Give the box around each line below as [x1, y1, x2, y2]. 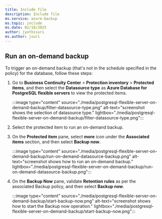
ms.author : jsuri [5, 34, 40, 39]
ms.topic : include [5, 20, 42, 26]
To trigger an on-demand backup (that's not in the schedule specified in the [5, 65, 157, 71]
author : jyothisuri [5, 30, 45, 34]
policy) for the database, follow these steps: [5, 70, 93, 76]
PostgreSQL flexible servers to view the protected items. [12, 90, 127, 96]
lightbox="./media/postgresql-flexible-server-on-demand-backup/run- [12, 164, 154, 169]
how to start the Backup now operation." [12, 203, 93, 209]
